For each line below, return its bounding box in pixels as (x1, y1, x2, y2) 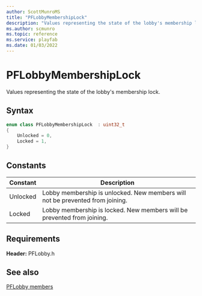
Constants (6, 161, 46, 171)
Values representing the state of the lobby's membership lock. (6, 88, 161, 95)
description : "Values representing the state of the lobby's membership (6, 20, 192, 26)
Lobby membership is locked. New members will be (41, 206, 188, 214)
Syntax (6, 106, 34, 116)
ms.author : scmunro (6, 25, 55, 32)
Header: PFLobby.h (6, 250, 55, 257)
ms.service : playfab (6, 37, 58, 43)
